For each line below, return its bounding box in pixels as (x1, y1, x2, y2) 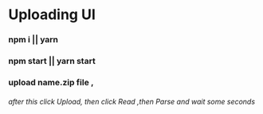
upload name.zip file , (8, 77, 94, 88)
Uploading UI (8, 6, 96, 24)
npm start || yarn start (8, 56, 96, 67)
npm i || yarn (8, 34, 58, 45)
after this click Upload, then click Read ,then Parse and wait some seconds (8, 96, 256, 106)
